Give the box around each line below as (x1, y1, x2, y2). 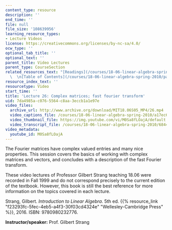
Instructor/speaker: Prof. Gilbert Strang (5, 219, 90, 225)
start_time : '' (5, 88, 38, 94)
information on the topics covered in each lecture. (5, 188, 111, 195)
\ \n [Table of (10, 74, 42, 80)
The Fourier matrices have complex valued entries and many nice (5, 146, 143, 152)
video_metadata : (5, 127, 40, 132)
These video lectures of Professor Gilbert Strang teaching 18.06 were (5, 172, 152, 178)
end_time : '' (5, 17, 33, 22)
